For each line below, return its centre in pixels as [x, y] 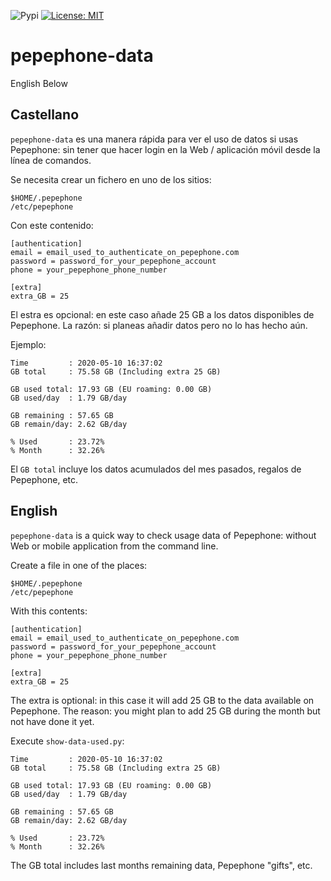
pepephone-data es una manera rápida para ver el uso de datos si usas [154, 139]
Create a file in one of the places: [79, 565]
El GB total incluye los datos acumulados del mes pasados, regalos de [156, 469]
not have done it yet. [52, 721]
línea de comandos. [51, 160]
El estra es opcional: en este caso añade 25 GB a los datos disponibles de [162, 314]
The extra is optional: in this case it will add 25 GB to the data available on [162, 700]
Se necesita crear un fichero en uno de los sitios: [111, 179]
